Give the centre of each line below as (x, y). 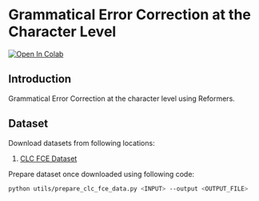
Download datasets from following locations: (82, 143)
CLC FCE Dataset (48, 159)
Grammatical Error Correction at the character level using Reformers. (122, 98)
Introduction (40, 79)
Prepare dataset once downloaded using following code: (101, 174)
